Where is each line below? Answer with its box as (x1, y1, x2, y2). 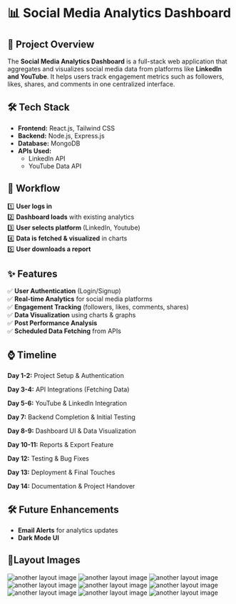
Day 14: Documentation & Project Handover (7, 482, 135, 491)
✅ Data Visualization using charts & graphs (7, 311, 136, 319)
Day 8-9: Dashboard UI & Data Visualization (7, 426, 137, 435)
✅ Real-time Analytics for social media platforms (7, 295, 153, 303)
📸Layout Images (7, 554, 81, 566)
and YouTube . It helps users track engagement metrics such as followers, (7, 72, 225, 81)
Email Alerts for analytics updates (17, 526, 118, 535)
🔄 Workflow (7, 183, 61, 195)
